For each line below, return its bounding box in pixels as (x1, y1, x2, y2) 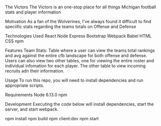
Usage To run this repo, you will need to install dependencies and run (5, 77, 144, 83)
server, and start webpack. (5, 106, 59, 112)
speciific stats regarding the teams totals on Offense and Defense (5, 24, 137, 29)
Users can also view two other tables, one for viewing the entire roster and (5, 58, 154, 63)
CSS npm (5, 38, 24, 44)
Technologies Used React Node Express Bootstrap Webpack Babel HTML (5, 33, 152, 39)
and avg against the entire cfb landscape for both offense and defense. (5, 53, 147, 58)
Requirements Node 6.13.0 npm (5, 92, 68, 98)
